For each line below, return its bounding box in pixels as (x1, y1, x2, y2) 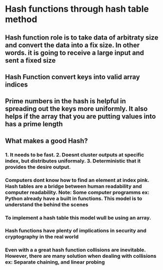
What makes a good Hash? (5, 136, 88, 145)
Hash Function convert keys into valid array (5, 72, 140, 81)
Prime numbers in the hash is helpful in (5, 97, 126, 106)
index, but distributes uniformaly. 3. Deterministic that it (5, 157, 141, 164)
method (5, 14, 38, 25)
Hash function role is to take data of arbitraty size (5, 33, 159, 42)
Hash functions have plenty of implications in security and (5, 227, 146, 234)
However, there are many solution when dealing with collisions (5, 253, 157, 260)
